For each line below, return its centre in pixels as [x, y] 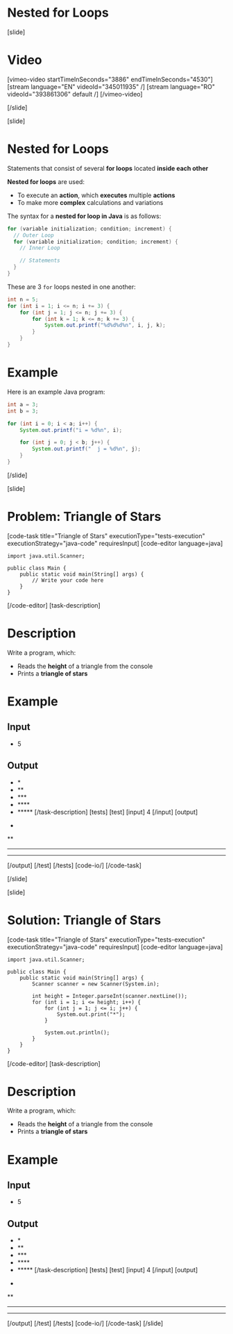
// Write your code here [68, 580]
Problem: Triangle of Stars [84, 517]
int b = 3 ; [23, 411]
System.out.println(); [77, 1033]
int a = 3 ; [23, 404]
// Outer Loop [34, 235]
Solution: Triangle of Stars [84, 920]
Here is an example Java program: [56, 392]
